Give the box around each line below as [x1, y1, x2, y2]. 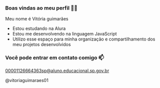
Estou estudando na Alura [12, 25, 66, 31]
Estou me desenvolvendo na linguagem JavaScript [12, 31, 117, 37]
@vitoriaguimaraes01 [5, 77, 48, 83]
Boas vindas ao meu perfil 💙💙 [5, 4, 77, 11]
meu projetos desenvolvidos [12, 41, 71, 47]
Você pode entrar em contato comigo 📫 [5, 54, 104, 61]
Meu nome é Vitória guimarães [5, 16, 68, 22]
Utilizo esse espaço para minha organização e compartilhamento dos [12, 36, 155, 42]
